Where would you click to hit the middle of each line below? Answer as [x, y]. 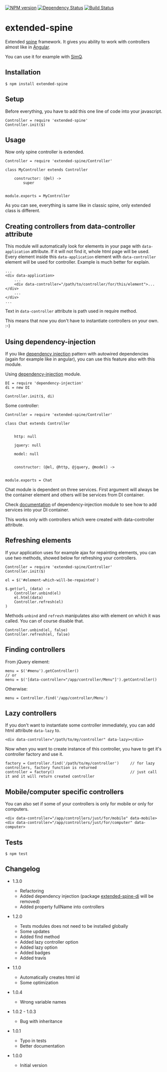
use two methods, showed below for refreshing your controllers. [71, 558]
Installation [23, 72]
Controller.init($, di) [30, 396]
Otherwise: [16, 689]
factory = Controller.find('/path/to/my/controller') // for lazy [80, 763]
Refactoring [32, 891]
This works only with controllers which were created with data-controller [80, 520]
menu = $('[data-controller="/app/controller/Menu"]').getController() [81, 680]
